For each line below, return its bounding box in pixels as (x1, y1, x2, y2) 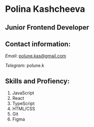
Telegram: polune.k (5, 63, 44, 69)
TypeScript (12, 100, 35, 107)
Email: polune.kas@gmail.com (5, 53, 66, 59)
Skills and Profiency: (5, 77, 70, 85)
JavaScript (12, 90, 34, 96)
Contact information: (5, 40, 71, 48)
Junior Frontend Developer (5, 23, 90, 32)
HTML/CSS (12, 106, 35, 112)
